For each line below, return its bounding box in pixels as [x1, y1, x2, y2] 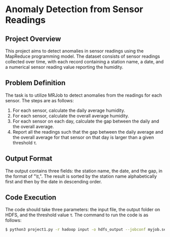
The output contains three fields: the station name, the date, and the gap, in [5, 168, 163, 174]
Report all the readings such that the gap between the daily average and [12, 129, 163, 135]
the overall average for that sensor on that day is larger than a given [12, 134, 154, 140]
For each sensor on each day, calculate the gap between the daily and [12, 118, 159, 124]
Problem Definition [5, 78, 66, 87]
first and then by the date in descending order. [5, 178, 102, 184]
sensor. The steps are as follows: [5, 97, 74, 103]
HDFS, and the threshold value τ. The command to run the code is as [5, 212, 148, 218]
